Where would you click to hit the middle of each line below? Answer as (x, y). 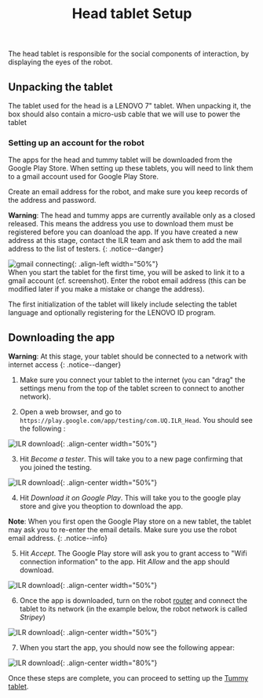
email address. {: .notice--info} (58, 538)
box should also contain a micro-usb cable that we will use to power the (124, 114)
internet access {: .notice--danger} (65, 365)
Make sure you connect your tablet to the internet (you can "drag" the (132, 380)
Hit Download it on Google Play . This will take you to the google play (130, 498)
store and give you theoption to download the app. (101, 506)
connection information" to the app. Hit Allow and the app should (124, 562)
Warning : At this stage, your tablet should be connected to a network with (128, 356)
